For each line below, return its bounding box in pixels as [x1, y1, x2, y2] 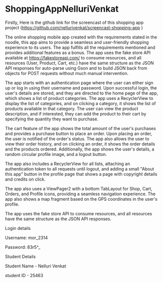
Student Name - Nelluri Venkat [5, 263, 67, 269]
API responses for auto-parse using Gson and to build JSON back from [5, 65, 147, 71]
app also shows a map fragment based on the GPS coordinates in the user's [5, 196, 158, 202]
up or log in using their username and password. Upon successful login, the [5, 85, 157, 91]
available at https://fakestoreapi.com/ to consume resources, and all [5, 55, 142, 60]
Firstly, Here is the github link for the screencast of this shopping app [5, 19, 144, 25]
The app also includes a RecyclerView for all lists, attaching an [5, 161, 130, 167]
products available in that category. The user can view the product [5, 106, 139, 112]
